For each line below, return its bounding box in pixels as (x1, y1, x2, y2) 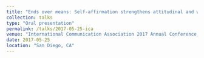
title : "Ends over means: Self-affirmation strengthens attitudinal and (6, 8, 194, 15)
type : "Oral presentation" (6, 20, 75, 26)
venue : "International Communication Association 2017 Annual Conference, (6, 31, 200, 37)
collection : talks (6, 14, 53, 21)
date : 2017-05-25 (6, 37, 50, 43)
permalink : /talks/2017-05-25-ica (6, 25, 94, 32)
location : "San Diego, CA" (6, 43, 75, 49)
